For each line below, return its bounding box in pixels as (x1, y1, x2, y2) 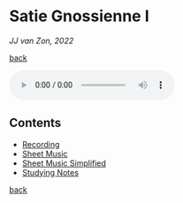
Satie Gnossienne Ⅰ (9, 6, 150, 26)
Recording (21, 139, 60, 149)
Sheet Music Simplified (21, 157, 106, 169)
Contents (9, 116, 62, 131)
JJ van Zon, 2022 (9, 35, 74, 46)
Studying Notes (21, 167, 80, 177)
